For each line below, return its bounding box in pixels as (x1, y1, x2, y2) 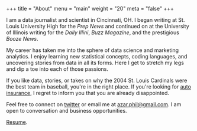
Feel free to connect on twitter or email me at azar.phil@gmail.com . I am (6, 101, 182, 108)
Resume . (6, 119, 28, 126)
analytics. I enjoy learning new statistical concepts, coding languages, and (6, 53, 188, 60)
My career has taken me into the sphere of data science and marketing (6, 47, 179, 54)
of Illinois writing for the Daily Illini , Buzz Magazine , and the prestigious (6, 29, 179, 36)
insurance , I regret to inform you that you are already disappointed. (6, 90, 170, 96)
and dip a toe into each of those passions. (6, 65, 108, 73)
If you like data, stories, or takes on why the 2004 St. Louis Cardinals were (6, 77, 188, 84)
